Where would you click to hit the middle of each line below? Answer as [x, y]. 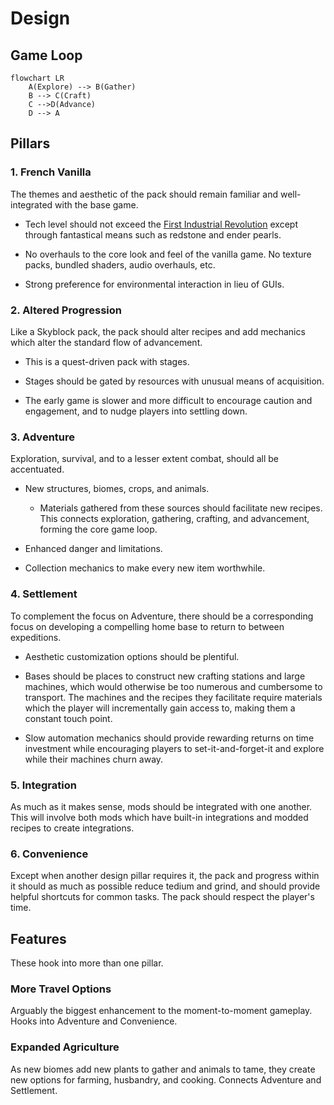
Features [38, 938]
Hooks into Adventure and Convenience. [94, 1021]
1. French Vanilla [51, 172]
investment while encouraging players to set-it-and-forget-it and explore [174, 748]
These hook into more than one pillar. [87, 963]
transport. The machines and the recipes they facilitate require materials [173, 697]
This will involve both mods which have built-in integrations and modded [159, 817]
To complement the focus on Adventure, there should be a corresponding [162, 616]
